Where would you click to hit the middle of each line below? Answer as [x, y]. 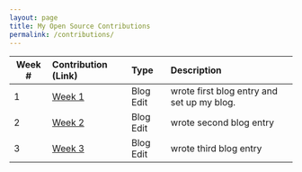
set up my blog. [203, 103]
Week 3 [69, 149]
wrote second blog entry [222, 122]
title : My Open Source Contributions [80, 26]
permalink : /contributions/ [62, 34]
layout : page [34, 18]
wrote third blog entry [216, 149]
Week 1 [69, 97]
